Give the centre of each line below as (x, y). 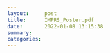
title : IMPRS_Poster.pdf (51, 20)
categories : (24, 39)
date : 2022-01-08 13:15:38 (55, 26)
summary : (20, 33)
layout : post (32, 13)
